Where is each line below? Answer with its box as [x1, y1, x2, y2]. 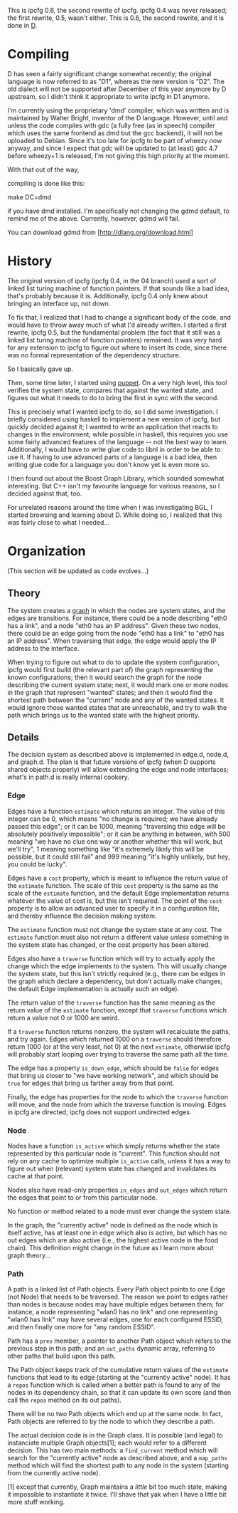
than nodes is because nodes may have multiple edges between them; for [7, 1300, 225, 1309]
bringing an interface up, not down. [7, 299, 111, 308]
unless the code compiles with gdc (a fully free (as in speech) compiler [7, 121, 215, 130]
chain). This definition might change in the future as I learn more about [7, 1244, 215, 1252]
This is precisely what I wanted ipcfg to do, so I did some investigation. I [7, 407, 218, 416]
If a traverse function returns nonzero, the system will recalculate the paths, [7, 1027, 231, 1035]
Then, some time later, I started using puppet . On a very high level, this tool [7, 378, 227, 387]
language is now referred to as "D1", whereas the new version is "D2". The [7, 77, 225, 85]
